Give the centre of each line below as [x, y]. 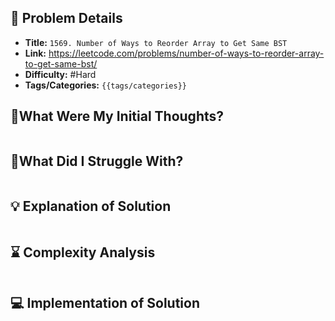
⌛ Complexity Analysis [83, 252]
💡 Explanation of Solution [91, 206]
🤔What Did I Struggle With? [97, 161]
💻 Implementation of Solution [105, 303]
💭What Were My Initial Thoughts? [117, 116]
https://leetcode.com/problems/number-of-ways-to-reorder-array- [186, 53]
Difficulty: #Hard [60, 74]
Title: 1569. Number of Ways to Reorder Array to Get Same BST [156, 42]
